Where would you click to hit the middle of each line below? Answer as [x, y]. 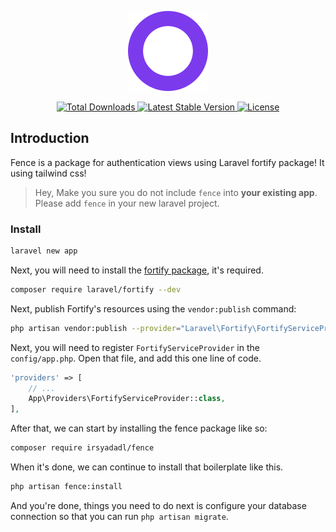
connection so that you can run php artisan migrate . [119, 516]
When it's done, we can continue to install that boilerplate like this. [147, 467]
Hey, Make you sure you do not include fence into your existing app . [176, 192]
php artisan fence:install [66, 487]
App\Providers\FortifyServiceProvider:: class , [127, 399]
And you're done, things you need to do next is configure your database [158, 505]
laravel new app [44, 251]
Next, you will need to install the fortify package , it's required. [137, 270]
